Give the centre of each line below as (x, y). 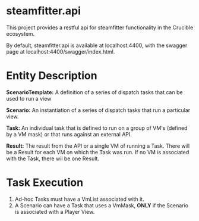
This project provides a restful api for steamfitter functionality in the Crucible (100, 27)
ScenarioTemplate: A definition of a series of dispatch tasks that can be (94, 92)
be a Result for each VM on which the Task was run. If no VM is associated (98, 152)
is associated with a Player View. (55, 211)
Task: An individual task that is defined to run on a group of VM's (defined (97, 128)
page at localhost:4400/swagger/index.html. (61, 51)
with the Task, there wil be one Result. (53, 158)
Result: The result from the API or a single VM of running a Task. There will (98, 146)
